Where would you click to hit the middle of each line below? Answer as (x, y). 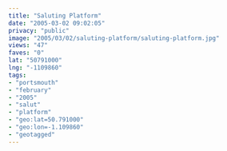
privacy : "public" (39, 30)
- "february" (30, 90)
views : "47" (28, 46)
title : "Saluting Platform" (55, 16)
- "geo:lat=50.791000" (46, 120)
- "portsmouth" (34, 82)
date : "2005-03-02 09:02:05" (57, 23)
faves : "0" (26, 53)
